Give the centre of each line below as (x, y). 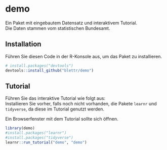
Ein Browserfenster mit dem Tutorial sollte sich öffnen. (62, 119)
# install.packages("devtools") (39, 66)
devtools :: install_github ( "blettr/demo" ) (50, 70)
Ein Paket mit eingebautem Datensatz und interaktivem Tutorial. (71, 23)
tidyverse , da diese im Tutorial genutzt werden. (55, 109)
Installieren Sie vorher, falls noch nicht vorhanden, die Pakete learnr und (81, 104)
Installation (23, 44)
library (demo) (20, 128)
